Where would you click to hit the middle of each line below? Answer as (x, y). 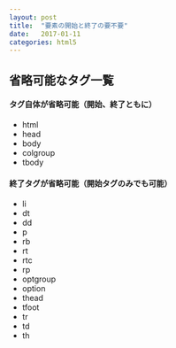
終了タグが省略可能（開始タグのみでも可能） (91, 183)
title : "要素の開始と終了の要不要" (69, 26)
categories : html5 (43, 42)
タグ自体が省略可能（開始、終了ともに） (83, 104)
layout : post (33, 17)
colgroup (38, 152)
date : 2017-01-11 (45, 34)
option (34, 289)
